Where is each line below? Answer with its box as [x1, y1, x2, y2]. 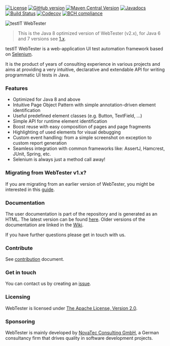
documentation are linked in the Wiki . [5, 221, 83, 228]
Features [5, 85, 28, 92]
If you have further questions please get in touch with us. [5, 232, 126, 238]
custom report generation [12, 140, 67, 146]
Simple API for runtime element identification [12, 118, 108, 124]
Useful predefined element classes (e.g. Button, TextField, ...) [12, 113, 142, 119]
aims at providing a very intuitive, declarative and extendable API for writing [5, 67, 165, 72]
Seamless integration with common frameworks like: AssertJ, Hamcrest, [12, 145, 165, 151]
